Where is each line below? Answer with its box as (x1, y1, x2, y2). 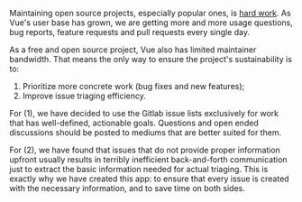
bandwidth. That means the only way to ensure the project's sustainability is (9, 54, 293, 64)
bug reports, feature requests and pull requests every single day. (9, 27, 251, 37)
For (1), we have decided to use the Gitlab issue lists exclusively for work (9, 108, 279, 118)
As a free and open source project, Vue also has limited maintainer (9, 44, 257, 55)
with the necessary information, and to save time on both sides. (9, 183, 245, 193)
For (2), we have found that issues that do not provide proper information (9, 144, 281, 155)
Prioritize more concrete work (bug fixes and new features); (22, 81, 245, 91)
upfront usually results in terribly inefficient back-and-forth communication (9, 154, 288, 165)
